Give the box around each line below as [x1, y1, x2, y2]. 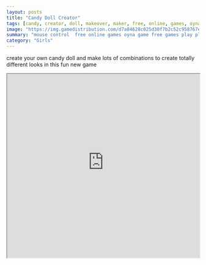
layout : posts [6, 9, 43, 15]
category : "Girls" [6, 37, 53, 44]
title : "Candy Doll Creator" [6, 15, 81, 21]
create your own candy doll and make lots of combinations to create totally [6, 55, 195, 61]
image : [6, 26, 23, 33]
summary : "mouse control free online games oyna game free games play [6, 32, 193, 38]
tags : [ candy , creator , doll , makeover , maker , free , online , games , [6, 20, 188, 26]
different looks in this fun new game [6, 61, 97, 68]
